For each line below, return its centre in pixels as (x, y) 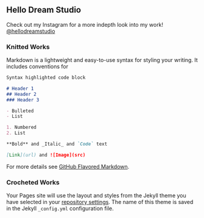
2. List (16, 133)
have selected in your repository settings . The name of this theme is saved (100, 202)
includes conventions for (37, 67)
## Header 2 (21, 94)
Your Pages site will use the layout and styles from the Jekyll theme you (97, 196)
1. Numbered (21, 128)
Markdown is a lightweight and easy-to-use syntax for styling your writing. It (102, 60)
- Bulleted (20, 111)
